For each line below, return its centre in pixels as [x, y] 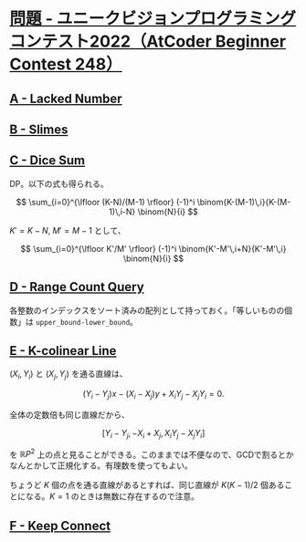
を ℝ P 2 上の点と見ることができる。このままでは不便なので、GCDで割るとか [152, 453]
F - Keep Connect [60, 526]
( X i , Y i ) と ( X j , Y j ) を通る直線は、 [69, 375]
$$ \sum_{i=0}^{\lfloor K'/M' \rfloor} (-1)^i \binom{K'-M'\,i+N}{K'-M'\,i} [153, 248]
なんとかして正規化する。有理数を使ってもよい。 [101, 465]
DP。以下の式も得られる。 [59, 183]
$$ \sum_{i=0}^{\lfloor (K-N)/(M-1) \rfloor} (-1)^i [106, 202]
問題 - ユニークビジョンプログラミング [153, 19]
